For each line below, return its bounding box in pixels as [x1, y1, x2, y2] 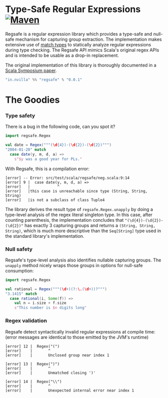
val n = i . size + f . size [14, 301, 67, 306]
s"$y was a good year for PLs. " [14, 156, 82, 162]
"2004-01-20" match [5, 147, 46, 152]
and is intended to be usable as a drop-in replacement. [5, 52, 120, 58]
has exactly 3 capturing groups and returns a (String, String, [24, 222, 155, 228]
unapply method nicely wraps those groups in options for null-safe [5, 262, 143, 268]
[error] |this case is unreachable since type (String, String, [5, 188, 148, 193]
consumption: [5, 268, 34, 274]
